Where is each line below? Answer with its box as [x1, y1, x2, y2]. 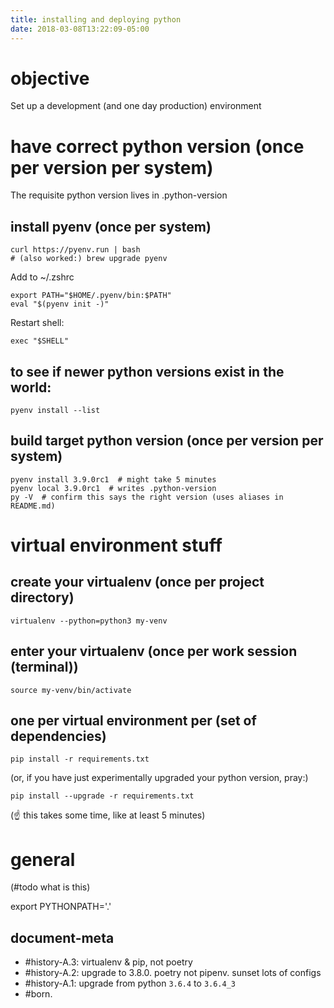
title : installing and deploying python [10, 14, 182, 25]
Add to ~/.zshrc [10, 271, 75, 283]
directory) [10, 589, 75, 606]
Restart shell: [10, 317, 65, 329]
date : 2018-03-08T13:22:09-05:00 [10, 24, 150, 34]
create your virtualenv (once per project [10, 574, 265, 591]
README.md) [10, 501, 56, 511]
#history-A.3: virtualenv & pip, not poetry [24, 956, 193, 968]
